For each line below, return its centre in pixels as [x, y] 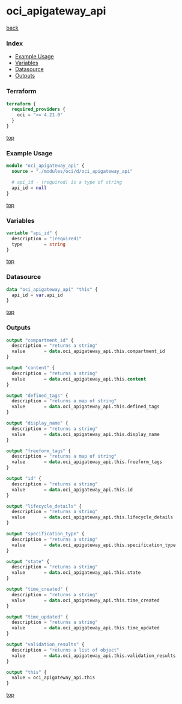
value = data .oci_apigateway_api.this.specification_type [94, 545]
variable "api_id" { [32, 233]
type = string [39, 244]
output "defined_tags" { [37, 396]
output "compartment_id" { [40, 340]
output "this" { [26, 672]
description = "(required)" [47, 238]
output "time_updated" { [37, 617]
